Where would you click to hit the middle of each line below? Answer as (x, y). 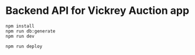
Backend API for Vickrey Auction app (97, 11)
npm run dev (20, 36)
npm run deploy (24, 46)
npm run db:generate (31, 31)
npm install (20, 26)
